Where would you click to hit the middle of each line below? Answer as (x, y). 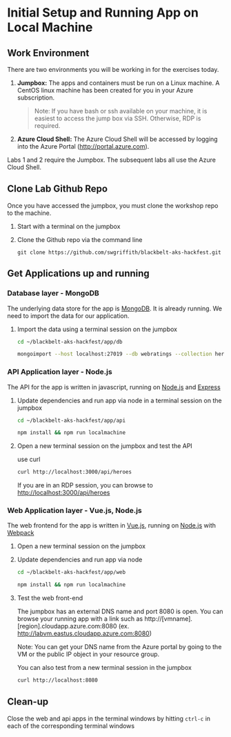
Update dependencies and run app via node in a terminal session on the (119, 400)
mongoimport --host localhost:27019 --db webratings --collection (114, 354)
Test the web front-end (50, 598)
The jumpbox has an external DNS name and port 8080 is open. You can (120, 612)
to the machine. (29, 213)
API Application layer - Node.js (60, 372)
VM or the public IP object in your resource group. (88, 654)
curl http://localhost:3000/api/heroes (74, 472)
